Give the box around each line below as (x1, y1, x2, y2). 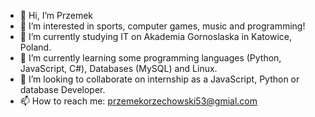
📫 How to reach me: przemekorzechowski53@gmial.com (19, 95, 258, 107)
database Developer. (19, 84, 106, 95)
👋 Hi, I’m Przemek (19, 10, 94, 21)
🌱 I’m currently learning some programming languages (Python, (19, 52, 282, 64)
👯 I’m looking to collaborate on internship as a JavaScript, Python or (19, 73, 300, 85)
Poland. (19, 41, 52, 53)
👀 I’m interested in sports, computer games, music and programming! (19, 20, 306, 32)
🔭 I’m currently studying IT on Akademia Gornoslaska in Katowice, (19, 31, 292, 42)
